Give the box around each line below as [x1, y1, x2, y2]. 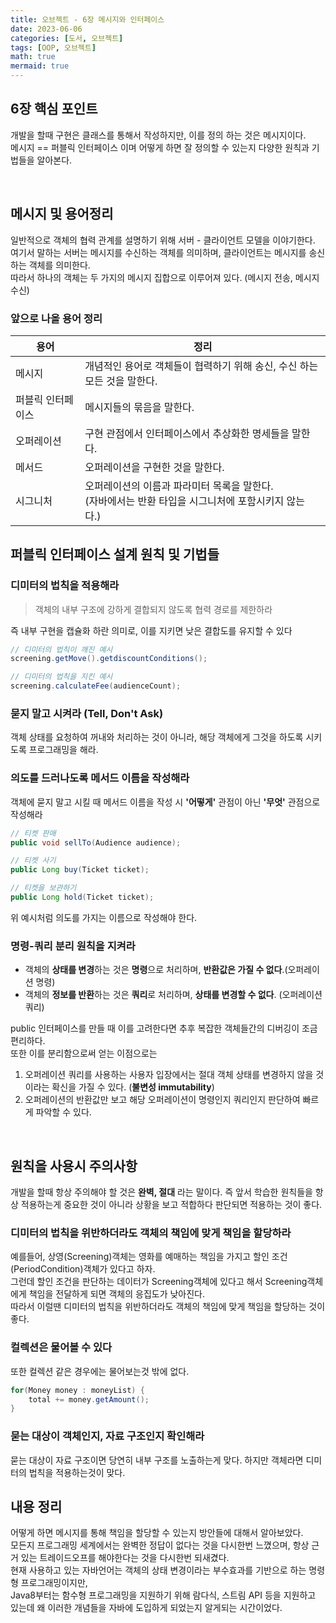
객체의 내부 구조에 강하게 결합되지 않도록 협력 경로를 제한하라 [34, 603, 273, 615]
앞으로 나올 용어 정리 [10, 311, 103, 325]
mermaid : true [10, 61, 70, 71]
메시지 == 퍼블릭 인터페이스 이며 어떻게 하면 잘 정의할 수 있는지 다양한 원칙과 [10, 141, 310, 153]
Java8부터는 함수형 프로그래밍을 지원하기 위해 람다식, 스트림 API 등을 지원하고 [10, 1589, 317, 1601]
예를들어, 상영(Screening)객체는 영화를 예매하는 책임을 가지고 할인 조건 [10, 1251, 288, 1263]
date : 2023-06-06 [10, 24, 83, 34]
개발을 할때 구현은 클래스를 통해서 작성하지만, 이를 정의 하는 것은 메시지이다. [10, 129, 307, 141]
